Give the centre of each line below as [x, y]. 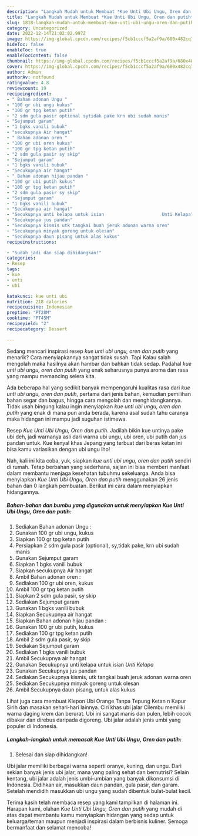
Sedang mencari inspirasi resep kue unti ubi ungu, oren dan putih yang [93, 351]
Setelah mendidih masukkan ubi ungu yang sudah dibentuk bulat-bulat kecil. [99, 791]
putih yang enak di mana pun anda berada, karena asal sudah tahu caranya [98, 412]
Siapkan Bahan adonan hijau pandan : [61, 621]
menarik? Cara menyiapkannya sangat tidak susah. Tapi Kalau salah [89, 357]
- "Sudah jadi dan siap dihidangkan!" [54, 253]
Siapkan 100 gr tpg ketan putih [52, 539]
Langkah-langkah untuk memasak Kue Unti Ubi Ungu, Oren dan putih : [94, 740]
